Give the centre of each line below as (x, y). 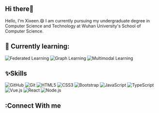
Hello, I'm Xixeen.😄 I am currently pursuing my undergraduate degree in (78, 20)
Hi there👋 (19, 9)
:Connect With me (33, 105)
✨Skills (16, 74)
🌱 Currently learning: (37, 47)
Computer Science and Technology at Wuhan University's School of (73, 26)
